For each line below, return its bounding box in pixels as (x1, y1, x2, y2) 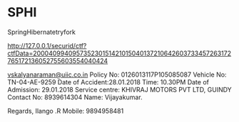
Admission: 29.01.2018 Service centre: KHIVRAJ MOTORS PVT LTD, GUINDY (7, 85, 232, 94)
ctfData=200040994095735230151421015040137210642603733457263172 (7, 49, 232, 57)
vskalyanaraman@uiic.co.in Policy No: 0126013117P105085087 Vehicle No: (7, 70, 227, 79)
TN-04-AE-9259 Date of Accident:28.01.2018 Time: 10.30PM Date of (7, 77, 209, 86)
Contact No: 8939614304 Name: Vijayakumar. (7, 93, 143, 101)
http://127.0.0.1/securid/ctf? (7, 41, 87, 50)
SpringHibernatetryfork (7, 28, 76, 36)
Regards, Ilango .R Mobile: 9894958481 (7, 106, 124, 115)
